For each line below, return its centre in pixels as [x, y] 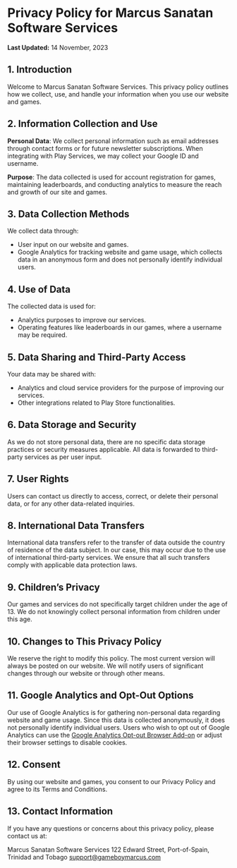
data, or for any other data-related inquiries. [71, 503]
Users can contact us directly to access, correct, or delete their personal [113, 496]
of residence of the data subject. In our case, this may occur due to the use [117, 550]
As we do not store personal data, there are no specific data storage [107, 441]
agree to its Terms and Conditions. [57, 789]
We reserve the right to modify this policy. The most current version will [111, 659]
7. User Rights [38, 479]
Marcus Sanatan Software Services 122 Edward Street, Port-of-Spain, [108, 849]
